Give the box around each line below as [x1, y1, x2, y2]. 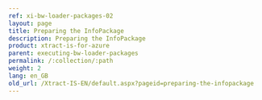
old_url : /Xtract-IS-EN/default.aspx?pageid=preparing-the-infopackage [8, 79, 254, 87]
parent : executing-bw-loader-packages [8, 49, 139, 57]
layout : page [8, 19, 52, 27]
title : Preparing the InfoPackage [8, 27, 125, 35]
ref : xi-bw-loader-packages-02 [8, 11, 114, 20]
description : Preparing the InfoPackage [8, 34, 147, 43]
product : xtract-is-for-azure [8, 42, 110, 50]
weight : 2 [8, 65, 42, 73]
